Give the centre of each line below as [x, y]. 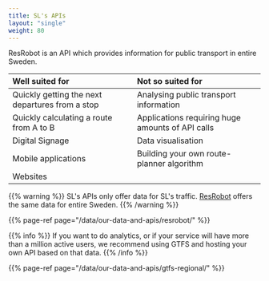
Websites [30, 176]
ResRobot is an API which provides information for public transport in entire [132, 53]
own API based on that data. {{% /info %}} [78, 253]
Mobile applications [49, 159]
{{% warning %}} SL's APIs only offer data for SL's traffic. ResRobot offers [130, 196]
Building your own [171, 154]
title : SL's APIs [37, 16]
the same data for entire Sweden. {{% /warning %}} [94, 205]
